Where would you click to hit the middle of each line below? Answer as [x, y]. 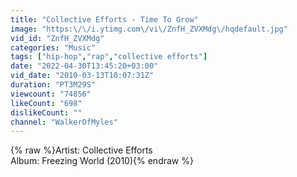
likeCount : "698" [46, 103]
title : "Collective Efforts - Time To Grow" [104, 19]
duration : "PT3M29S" [53, 85]
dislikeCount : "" [46, 112]
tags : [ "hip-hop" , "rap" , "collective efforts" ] [109, 57]
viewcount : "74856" [51, 94]
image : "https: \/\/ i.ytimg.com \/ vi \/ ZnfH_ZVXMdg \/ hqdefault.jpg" [149, 29]
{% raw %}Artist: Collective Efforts [81, 150]
